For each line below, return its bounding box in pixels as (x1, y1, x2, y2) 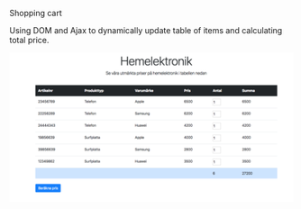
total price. (9, 35, 50, 45)
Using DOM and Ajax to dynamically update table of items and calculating (9, 25, 283, 35)
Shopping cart (9, 8, 63, 18)
